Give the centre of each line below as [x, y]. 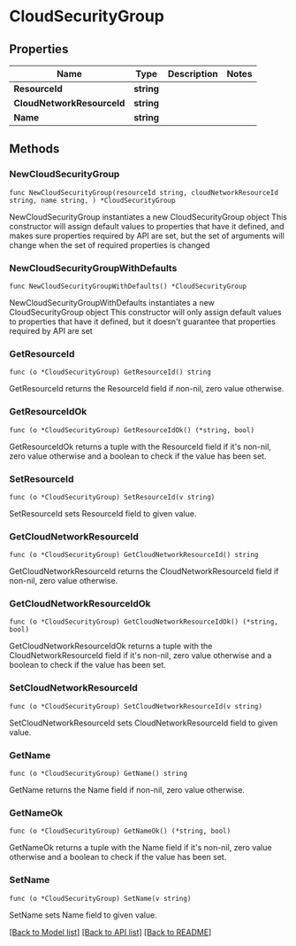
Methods [34, 149]
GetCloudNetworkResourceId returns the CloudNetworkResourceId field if [144, 571]
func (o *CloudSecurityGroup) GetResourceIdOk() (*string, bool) [132, 430]
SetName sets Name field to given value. [83, 915]
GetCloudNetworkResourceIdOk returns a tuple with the [111, 646]
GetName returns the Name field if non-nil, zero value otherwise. [127, 790]
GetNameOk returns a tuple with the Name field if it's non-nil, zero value [140, 848]
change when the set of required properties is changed [110, 244]
